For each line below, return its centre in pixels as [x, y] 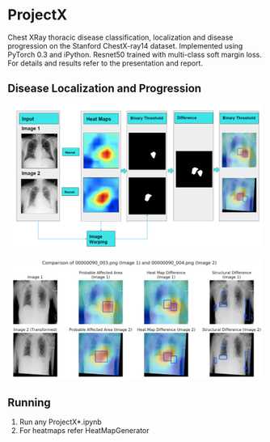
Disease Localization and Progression [105, 89]
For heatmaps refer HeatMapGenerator [84, 431]
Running [30, 402]
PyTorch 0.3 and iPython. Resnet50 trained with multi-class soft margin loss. [135, 54]
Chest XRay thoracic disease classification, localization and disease [120, 37]
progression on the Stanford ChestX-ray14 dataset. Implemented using [125, 45]
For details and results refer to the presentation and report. [105, 63]
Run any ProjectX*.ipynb [60, 422]
